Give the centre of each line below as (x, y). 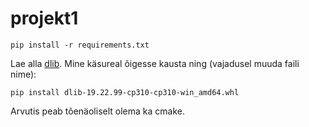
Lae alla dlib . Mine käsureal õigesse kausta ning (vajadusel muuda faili (155, 63)
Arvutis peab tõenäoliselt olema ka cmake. (97, 111)
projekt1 (44, 18)
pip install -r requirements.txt (80, 45)
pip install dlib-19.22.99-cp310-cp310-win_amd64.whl (125, 92)
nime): (23, 74)
